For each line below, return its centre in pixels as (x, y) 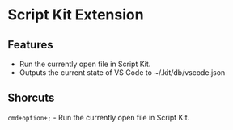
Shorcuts (31, 98)
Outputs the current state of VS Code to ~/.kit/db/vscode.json (122, 73)
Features (30, 45)
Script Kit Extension (76, 15)
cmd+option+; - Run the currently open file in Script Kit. (99, 117)
